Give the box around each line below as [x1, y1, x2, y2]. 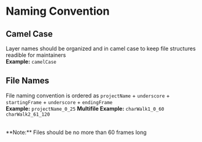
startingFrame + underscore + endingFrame [6, 98, 113, 105]
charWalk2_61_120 [6, 111, 50, 118]
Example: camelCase [6, 58, 56, 65]
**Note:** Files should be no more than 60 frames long [6, 129, 147, 136]
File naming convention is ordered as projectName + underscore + [6, 92, 170, 99]
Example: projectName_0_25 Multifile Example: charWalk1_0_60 [6, 105, 165, 112]
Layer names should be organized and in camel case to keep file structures [6, 45, 196, 52]
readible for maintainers [6, 51, 66, 59]
